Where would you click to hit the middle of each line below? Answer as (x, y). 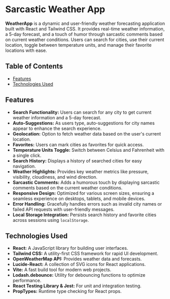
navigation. (24, 166)
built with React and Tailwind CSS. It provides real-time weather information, (85, 28)
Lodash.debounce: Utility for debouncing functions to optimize (79, 275)
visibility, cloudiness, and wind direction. (55, 177)
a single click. (27, 155)
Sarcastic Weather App (55, 9)
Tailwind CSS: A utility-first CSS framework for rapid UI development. (85, 254)
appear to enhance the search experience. (57, 128)
